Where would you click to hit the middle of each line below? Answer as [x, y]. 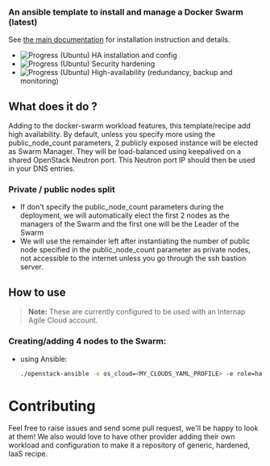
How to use [37, 292]
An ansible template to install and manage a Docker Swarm [126, 12]
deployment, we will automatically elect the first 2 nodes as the [125, 215]
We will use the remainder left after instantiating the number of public [135, 241]
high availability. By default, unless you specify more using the [112, 135]
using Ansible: [44, 359]
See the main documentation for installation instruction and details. [119, 40]
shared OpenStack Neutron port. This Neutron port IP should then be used [132, 160]
